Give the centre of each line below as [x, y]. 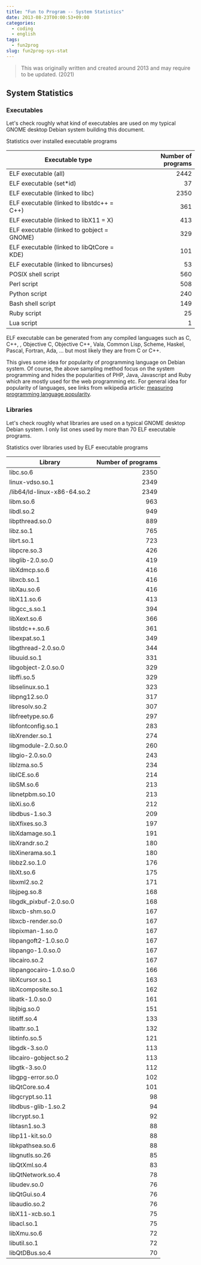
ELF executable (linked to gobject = [59, 230]
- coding [22, 29]
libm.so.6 [22, 501]
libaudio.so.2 [28, 1204]
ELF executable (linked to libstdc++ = [61, 203]
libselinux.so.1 [29, 687]
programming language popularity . [49, 394]
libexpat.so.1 [28, 638]
